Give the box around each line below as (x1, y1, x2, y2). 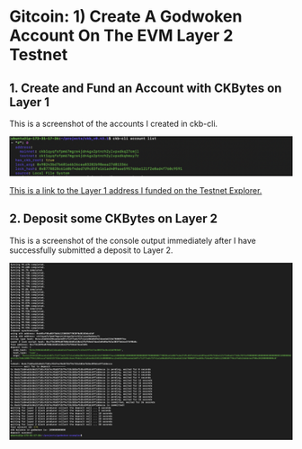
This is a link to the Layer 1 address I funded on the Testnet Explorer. (9, 184, 262, 195)
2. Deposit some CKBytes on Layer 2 (9, 211, 218, 227)
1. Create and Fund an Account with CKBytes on (9, 80, 282, 95)
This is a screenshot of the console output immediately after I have (9, 235, 256, 246)
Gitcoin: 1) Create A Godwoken (9, 6, 243, 27)
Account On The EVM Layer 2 (9, 25, 234, 46)
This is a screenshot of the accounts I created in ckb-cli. (9, 119, 218, 129)
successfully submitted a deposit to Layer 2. (9, 245, 173, 256)
